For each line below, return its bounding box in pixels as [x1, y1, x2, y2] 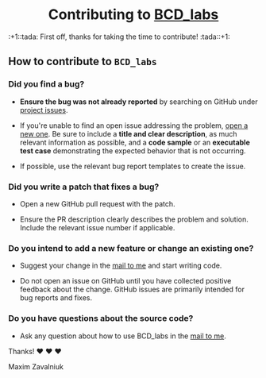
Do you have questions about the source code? [8, 313, 194, 324]
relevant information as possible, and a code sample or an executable [19, 137, 250, 147]
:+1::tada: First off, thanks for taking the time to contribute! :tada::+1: [8, 32, 230, 41]
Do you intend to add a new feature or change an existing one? [8, 242, 254, 253]
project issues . [19, 105, 68, 114]
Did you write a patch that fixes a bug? [8, 181, 160, 192]
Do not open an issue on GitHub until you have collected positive [19, 276, 232, 286]
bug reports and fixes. [19, 293, 93, 303]
